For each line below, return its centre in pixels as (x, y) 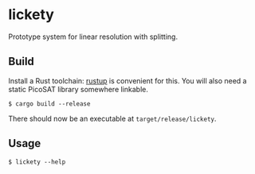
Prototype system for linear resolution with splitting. (93, 37)
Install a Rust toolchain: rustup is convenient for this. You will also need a (127, 80)
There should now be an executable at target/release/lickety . (112, 118)
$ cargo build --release (49, 104)
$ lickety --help (37, 162)
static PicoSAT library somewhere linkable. (78, 89)
